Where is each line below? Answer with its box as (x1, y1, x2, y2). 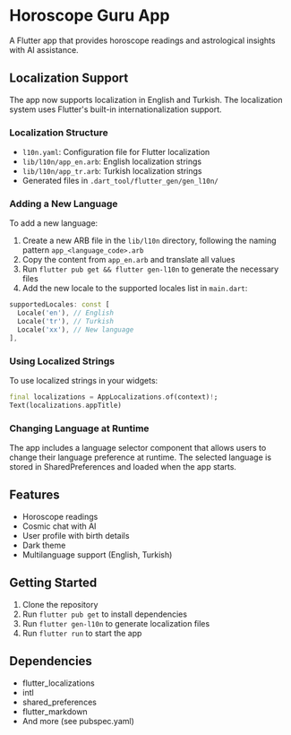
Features (9, 488, 60, 503)
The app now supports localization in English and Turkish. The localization (9, 94, 283, 105)
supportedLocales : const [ (9, 300, 110, 309)
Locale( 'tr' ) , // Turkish (17, 317, 115, 326)
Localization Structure (9, 126, 109, 139)
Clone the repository (21, 599, 98, 610)
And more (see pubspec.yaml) (21, 715, 134, 726)
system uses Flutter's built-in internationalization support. (9, 104, 222, 115)
